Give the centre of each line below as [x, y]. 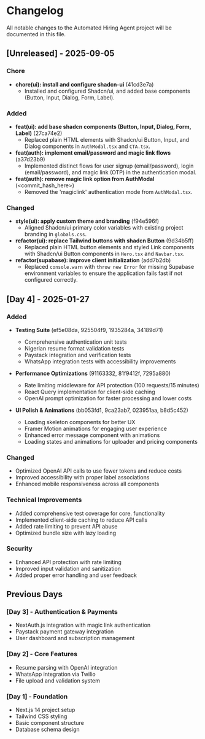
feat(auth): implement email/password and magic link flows [93, 153]
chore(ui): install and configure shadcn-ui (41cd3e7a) [84, 84]
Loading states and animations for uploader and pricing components [111, 441]
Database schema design [47, 729]
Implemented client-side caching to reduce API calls [81, 520]
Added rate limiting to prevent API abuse [66, 526]
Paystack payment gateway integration [64, 632]
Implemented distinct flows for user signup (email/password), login [109, 166]
